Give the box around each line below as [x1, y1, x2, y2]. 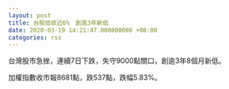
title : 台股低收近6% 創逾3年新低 [8, 19, 109, 27]
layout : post [8, 11, 52, 20]
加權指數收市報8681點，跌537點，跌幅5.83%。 [8, 72, 162, 83]
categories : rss [8, 33, 62, 42]
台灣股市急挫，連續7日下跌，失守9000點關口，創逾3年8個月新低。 [8, 56, 226, 65]
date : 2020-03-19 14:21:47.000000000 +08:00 [8, 26, 158, 34]
